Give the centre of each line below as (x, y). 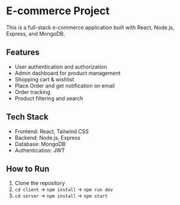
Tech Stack (27, 117)
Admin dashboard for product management (67, 73)
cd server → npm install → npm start (61, 196)
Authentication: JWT (40, 150)
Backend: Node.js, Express (48, 137)
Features (23, 53)
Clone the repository (40, 183)
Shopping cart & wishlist (44, 79)
